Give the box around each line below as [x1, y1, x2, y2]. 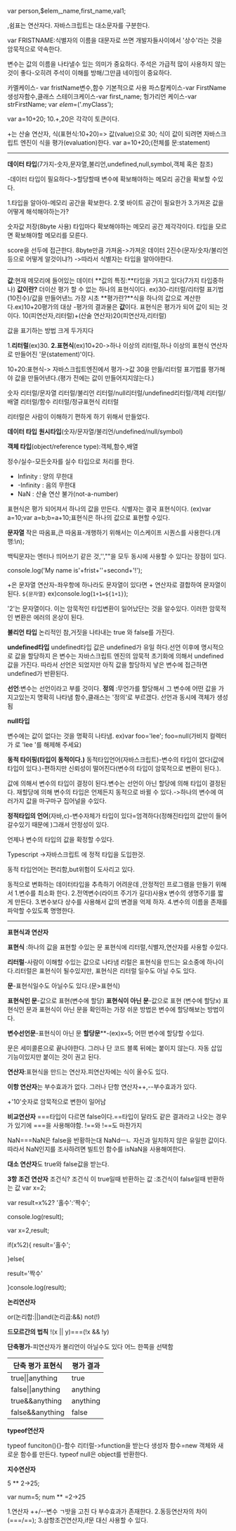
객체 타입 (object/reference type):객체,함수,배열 [7, 443, 138, 450]
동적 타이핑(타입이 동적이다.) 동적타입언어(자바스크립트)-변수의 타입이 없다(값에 [7, 755, 225, 764]
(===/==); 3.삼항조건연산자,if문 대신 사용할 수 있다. [7, 1516, 149, 1524]
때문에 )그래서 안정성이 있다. [31, 821, 109, 828]
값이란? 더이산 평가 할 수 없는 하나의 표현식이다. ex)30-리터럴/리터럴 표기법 [16, 285, 224, 293]
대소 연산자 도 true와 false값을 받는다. [7, 1160, 110, 1168]
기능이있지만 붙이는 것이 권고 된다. [7, 1053, 101, 1061]
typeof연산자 [7, 1426, 44, 1435]
